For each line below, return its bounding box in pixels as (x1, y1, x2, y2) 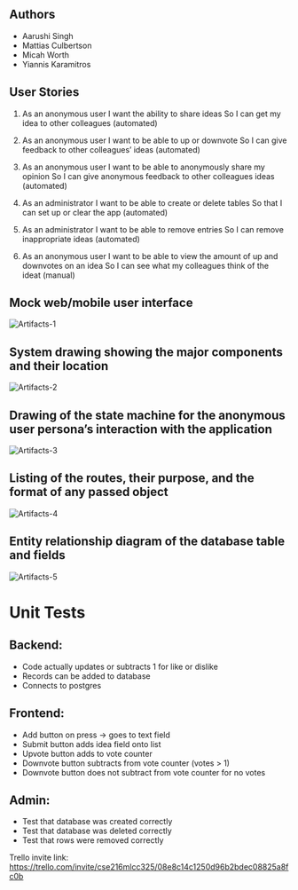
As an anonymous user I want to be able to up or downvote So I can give (21, 135, 287, 146)
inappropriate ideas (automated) (21, 233, 140, 244)
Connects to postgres (21, 680, 102, 690)
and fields (9, 547, 66, 563)
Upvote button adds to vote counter (21, 748, 153, 759)
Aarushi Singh (21, 30, 74, 41)
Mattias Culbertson (21, 40, 92, 51)
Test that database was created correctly (21, 816, 173, 827)
